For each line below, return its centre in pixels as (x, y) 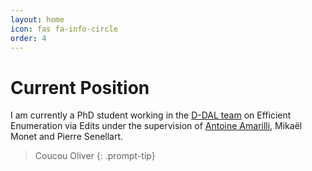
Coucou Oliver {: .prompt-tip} (95, 156)
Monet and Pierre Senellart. (67, 137)
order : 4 (28, 38)
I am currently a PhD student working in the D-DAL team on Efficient (151, 115)
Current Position (80, 87)
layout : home (37, 19)
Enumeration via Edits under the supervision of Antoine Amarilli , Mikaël (156, 126)
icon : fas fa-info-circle (64, 29)
